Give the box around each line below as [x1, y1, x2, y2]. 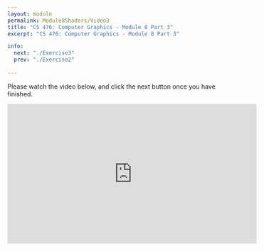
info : [7, 43, 23, 50]
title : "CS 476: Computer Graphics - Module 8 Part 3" [7, 23, 174, 30]
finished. [7, 89, 33, 98]
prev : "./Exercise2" [14, 56, 75, 64]
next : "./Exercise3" [14, 50, 75, 57]
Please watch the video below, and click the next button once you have [7, 82, 216, 91]
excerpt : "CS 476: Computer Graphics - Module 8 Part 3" [7, 30, 180, 38]
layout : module [7, 10, 53, 18]
